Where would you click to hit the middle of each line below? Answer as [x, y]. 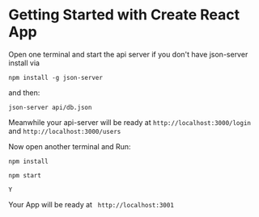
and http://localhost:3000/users [65, 131]
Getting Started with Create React [124, 15]
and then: [24, 92]
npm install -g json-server [56, 77]
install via [24, 63]
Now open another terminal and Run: [70, 146]
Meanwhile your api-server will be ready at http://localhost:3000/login [129, 122]
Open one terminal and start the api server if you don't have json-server [128, 54]
